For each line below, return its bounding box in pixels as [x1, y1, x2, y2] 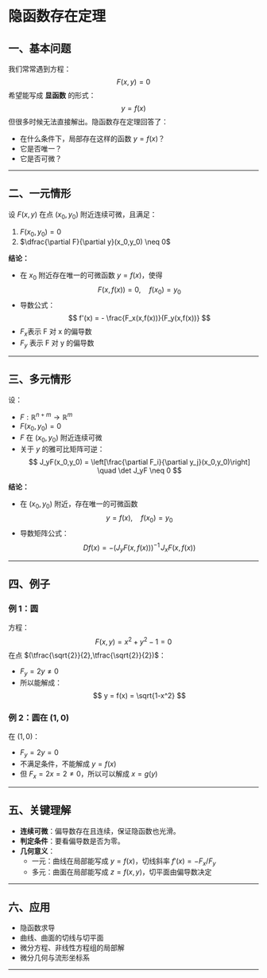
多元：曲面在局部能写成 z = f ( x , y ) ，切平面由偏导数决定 [31, 867, 212, 877]
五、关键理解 [8, 803, 72, 817]
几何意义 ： [19, 846, 56, 855]
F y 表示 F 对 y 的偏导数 [19, 338, 95, 349]
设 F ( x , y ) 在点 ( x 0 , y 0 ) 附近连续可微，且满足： [8, 209, 157, 221]
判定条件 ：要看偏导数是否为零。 [19, 836, 125, 846]
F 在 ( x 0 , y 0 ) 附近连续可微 [19, 432, 103, 444]
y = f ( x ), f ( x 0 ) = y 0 [106, 513, 173, 524]
